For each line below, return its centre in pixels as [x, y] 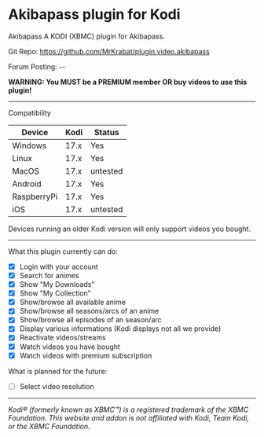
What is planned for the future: [58, 371]
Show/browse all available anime [72, 302]
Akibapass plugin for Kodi [94, 15]
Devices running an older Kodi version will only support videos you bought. [130, 229]
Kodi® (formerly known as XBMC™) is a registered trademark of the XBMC [128, 409]
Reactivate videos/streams [62, 338]
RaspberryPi [35, 196]
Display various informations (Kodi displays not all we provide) [120, 329]
